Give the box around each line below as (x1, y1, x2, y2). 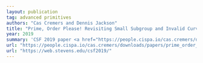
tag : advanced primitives (6, 14, 71, 20)
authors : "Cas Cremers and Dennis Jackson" (6, 20, 118, 26)
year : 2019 (6, 31, 34, 37)
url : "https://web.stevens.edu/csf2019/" (6, 48, 112, 54)
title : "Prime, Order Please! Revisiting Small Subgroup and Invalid (6, 25, 185, 32)
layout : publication (6, 8, 59, 15)
